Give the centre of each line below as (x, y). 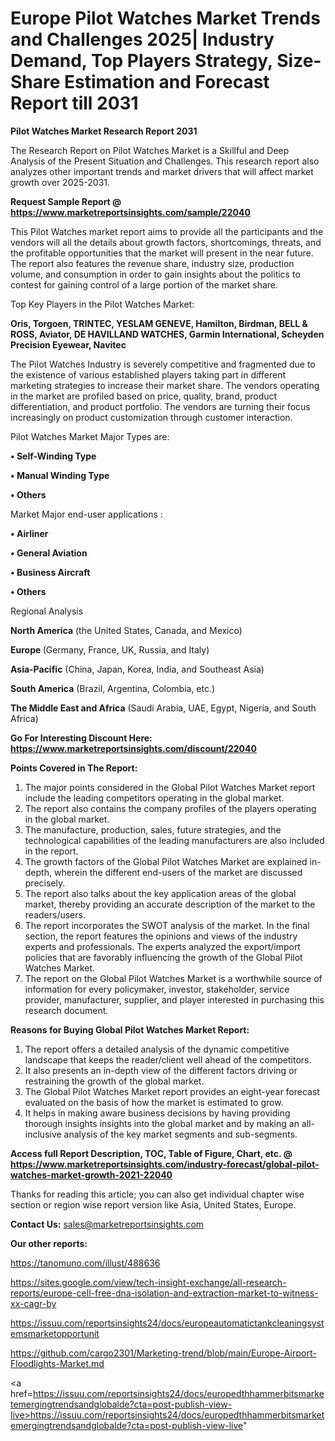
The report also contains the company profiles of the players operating (170, 808)
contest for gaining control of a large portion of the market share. (144, 284)
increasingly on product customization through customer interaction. (151, 417)
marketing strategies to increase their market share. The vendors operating (165, 385)
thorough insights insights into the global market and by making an (162, 1123)
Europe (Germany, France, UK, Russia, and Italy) (110, 649)
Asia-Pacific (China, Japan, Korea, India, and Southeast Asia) (137, 669)
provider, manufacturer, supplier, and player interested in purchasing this (174, 999)
